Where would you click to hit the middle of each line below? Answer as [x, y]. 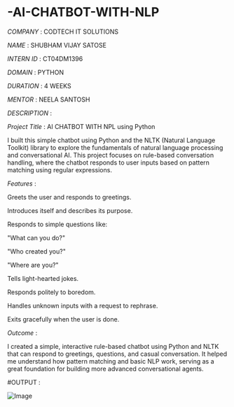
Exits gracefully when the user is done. [63, 319]
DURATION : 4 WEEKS [39, 85]
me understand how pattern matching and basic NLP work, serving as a [111, 361]
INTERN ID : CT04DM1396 [45, 58]
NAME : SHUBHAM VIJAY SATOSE [57, 45]
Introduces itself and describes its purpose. [70, 210]
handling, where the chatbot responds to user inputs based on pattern [109, 163]
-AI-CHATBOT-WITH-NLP [83, 12]
